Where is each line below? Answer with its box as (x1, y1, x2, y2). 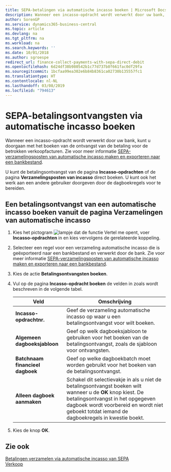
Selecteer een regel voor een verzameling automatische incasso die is (12, 245, 160, 251)
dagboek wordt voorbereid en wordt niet (66, 402, 163, 409)
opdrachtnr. (15, 316, 45, 323)
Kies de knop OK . (12, 427, 50, 433)
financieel (15, 362, 40, 369)
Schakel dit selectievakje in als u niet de (66, 376, 162, 383)
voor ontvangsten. (66, 347, 110, 354)
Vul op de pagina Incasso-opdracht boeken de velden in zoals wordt (12, 281, 159, 287)
